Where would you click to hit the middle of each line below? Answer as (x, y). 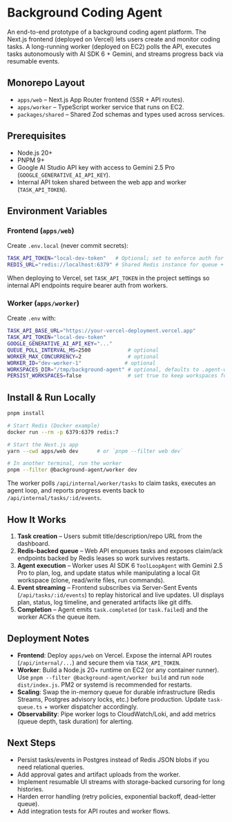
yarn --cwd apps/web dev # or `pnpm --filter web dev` (96, 451)
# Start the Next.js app (43, 445)
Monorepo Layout (46, 83)
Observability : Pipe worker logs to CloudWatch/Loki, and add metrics (116, 714)
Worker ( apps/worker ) (43, 303)
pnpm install (26, 413)
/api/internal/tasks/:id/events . (55, 498)
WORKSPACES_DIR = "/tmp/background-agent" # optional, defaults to (103, 370)
